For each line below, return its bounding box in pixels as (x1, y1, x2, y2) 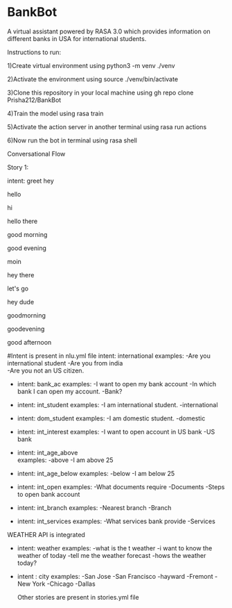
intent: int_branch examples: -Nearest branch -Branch (17, 503, 172, 511)
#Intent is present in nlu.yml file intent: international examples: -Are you (7, 352, 211, 360)
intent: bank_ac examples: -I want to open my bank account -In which (17, 379, 217, 388)
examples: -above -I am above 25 (17, 456, 114, 464)
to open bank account (17, 490, 80, 498)
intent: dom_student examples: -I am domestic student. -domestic (17, 414, 206, 422)
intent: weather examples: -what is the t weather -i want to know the (17, 543, 213, 552)
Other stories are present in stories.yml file (17, 593, 140, 601)
